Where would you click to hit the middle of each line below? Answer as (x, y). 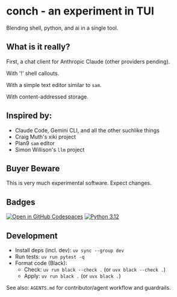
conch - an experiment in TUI (80, 11)
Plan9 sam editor (35, 143)
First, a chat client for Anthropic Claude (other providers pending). (88, 61)
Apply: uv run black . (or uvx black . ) (73, 276)
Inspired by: (29, 116)
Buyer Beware (33, 168)
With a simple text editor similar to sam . (54, 85)
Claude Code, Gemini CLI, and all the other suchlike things (87, 130)
